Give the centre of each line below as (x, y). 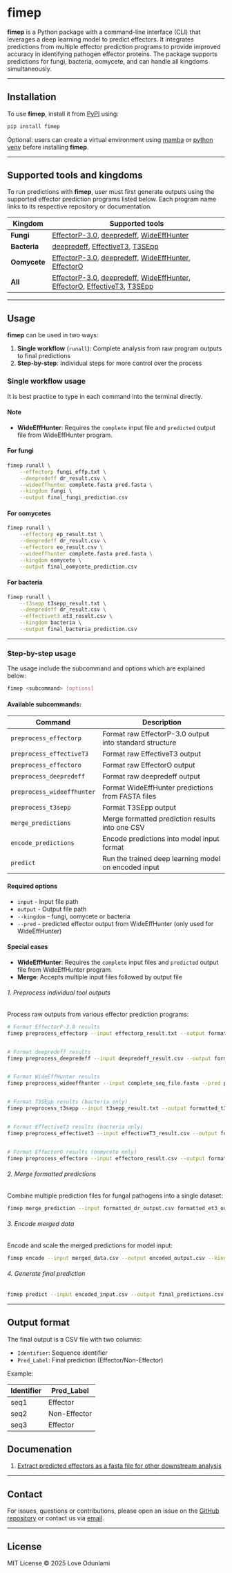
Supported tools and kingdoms (75, 176)
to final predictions (44, 356)
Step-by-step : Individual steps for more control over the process (109, 363)
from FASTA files (129, 797)
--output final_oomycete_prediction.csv (78, 567)
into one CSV (124, 828)
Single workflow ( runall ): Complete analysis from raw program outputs (119, 348)
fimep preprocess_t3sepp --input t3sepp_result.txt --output (97, 1109)
